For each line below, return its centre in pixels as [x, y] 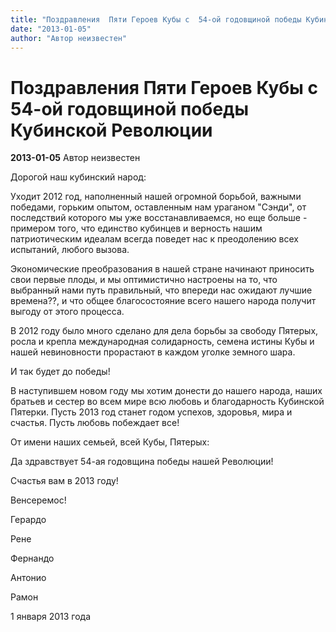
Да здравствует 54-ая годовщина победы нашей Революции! [142, 462]
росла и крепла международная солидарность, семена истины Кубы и [162, 342]
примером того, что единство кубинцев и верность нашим [136, 228]
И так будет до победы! [60, 372]
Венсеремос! [38, 500]
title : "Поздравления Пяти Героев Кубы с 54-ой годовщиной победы [156, 19]
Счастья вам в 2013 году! [64, 481]
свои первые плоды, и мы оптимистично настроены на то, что [144, 280]
